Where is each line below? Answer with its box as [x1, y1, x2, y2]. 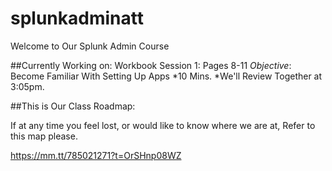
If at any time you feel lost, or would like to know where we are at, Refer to [10, 119, 316, 131]
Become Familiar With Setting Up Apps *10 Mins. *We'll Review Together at [10, 70, 323, 82]
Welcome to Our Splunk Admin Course [10, 40, 170, 52]
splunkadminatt [10, 7, 144, 30]
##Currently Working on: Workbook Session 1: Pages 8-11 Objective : [10, 59, 292, 71]
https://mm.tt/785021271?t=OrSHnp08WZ [10, 149, 182, 161]
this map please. [10, 130, 78, 142]
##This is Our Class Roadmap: [10, 100, 136, 112]
